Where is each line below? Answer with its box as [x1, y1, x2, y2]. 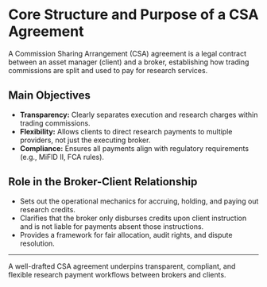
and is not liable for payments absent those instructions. [19, 221, 204, 231]
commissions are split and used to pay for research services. [8, 65, 208, 75]
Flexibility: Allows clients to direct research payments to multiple [19, 126, 233, 136]
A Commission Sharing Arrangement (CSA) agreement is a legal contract [8, 48, 246, 58]
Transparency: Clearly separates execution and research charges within [19, 110, 258, 119]
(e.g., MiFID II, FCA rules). [19, 152, 105, 161]
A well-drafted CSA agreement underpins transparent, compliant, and [8, 261, 236, 271]
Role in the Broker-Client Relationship [8, 175, 198, 188]
